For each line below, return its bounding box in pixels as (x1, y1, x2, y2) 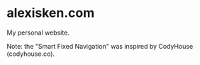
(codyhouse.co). (6, 49, 55, 58)
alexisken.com (6, 5, 95, 21)
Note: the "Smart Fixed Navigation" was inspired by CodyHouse (6, 42, 194, 50)
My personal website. (6, 28, 70, 37)
